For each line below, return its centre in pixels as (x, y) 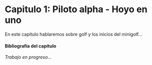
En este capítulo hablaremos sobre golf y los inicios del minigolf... (73, 34)
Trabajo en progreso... (28, 57)
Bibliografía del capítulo (31, 46)
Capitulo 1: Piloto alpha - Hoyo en (76, 9)
